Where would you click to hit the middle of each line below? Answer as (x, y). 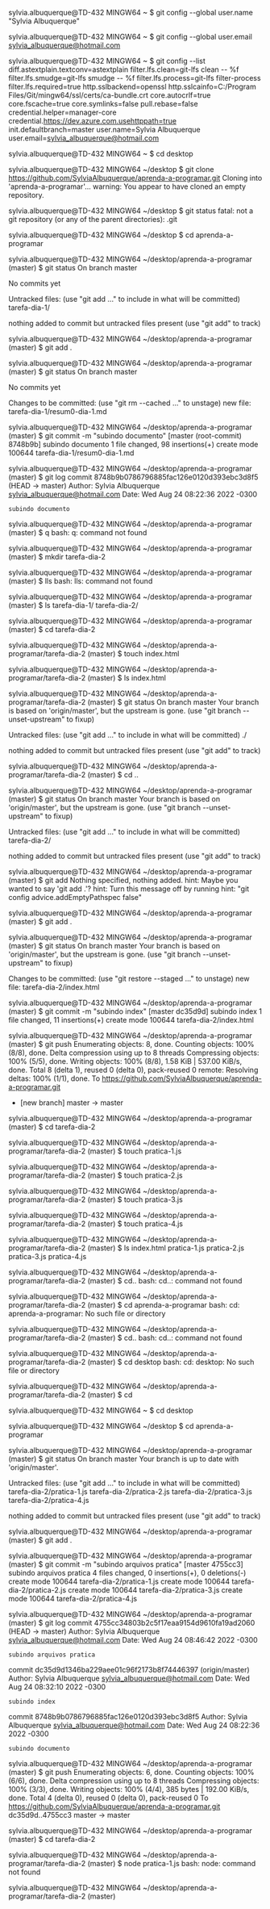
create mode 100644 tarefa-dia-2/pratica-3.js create (156, 1590)
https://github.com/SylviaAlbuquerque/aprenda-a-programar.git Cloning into (135, 178)
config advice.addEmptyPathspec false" (75, 897)
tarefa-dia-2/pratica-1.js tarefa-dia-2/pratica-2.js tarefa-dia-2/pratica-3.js (130, 1492)
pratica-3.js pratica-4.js (48, 1256)
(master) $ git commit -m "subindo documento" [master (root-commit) (125, 435)
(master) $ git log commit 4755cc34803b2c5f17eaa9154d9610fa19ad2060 (132, 1623)
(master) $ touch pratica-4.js (135, 1224)
